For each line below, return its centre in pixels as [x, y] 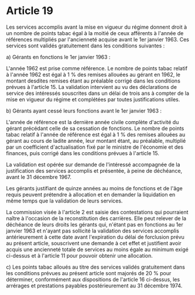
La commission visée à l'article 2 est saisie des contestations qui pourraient [97, 212]
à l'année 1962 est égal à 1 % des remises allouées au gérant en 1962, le [93, 74]
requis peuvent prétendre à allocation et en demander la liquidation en [91, 194]
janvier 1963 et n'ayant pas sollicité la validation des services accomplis [93, 231]
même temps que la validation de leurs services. [64, 201]
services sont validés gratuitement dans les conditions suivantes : [85, 46]
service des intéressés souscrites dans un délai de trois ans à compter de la [97, 93]
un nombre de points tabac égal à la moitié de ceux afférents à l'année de [95, 33]
